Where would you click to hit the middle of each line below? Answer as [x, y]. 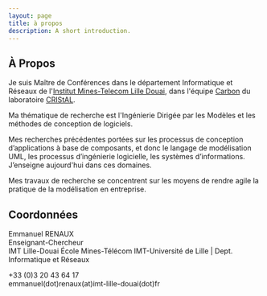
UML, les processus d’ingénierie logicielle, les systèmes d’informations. [127, 157]
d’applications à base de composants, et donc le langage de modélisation [130, 148]
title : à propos [35, 23]
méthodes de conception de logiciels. [71, 124]
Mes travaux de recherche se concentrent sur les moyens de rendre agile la [133, 181]
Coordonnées [43, 214]
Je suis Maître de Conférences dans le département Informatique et [121, 83]
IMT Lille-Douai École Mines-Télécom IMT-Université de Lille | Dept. [121, 251]
